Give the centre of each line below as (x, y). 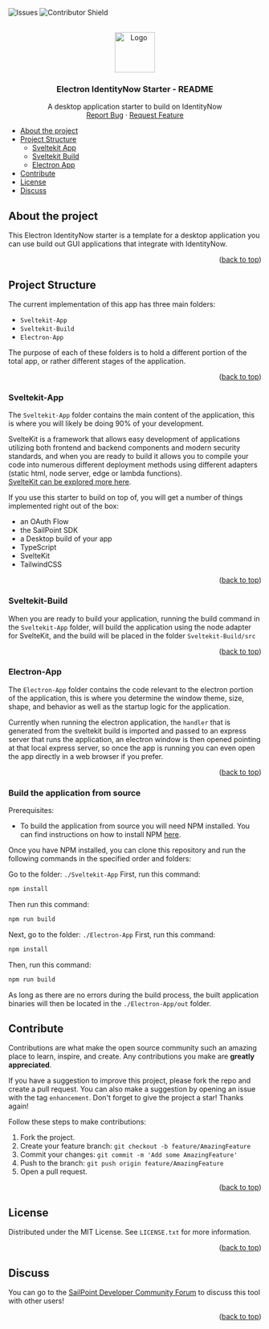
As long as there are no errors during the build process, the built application (134, 995)
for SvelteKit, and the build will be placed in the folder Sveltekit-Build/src (132, 635)
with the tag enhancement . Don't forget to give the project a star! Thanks (126, 1098)
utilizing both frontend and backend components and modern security (124, 448)
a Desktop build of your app (66, 539)
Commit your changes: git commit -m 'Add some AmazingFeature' (129, 1154)
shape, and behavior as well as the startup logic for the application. (120, 706)
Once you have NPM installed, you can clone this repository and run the (127, 850)
